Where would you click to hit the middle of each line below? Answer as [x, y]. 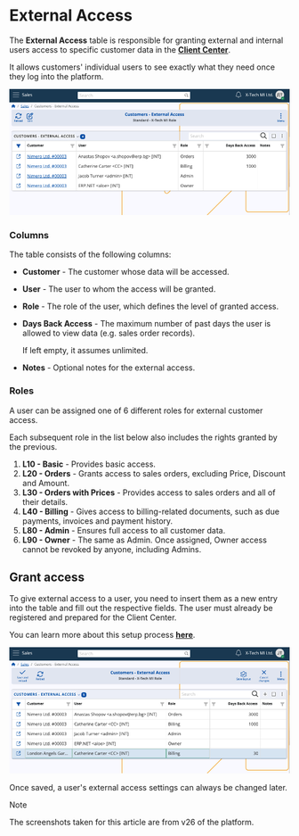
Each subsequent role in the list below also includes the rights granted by [143, 437]
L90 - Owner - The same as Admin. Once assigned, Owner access [144, 540]
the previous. [33, 446]
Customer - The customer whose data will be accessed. [125, 272]
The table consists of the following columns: [90, 254]
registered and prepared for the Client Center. [93, 617]
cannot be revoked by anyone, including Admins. [112, 549]
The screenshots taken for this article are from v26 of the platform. [132, 823]
